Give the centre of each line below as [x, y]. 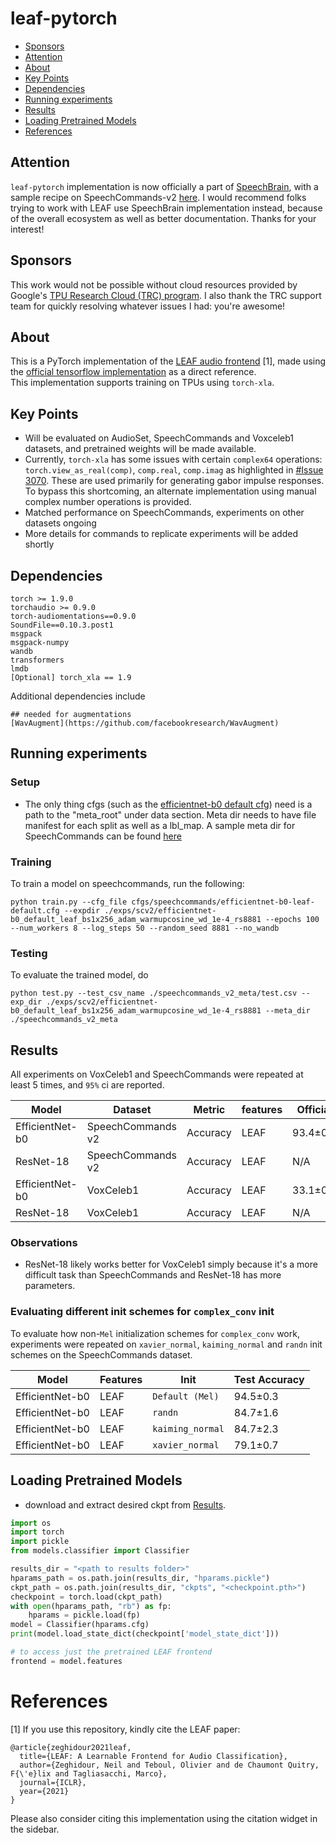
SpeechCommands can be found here [103, 836]
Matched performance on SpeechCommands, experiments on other [164, 513]
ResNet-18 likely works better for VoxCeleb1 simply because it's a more [171, 1264]
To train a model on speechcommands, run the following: [127, 883]
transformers [37, 660]
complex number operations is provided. [108, 502]
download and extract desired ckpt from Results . [125, 1504]
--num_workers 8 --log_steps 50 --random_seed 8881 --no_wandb [145, 928]
